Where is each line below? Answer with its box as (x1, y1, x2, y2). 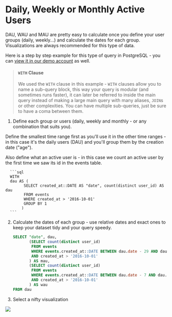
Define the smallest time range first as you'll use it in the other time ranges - (5, 133, 166, 140)
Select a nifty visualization (12, 296, 68, 302)
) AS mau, (29, 258, 50, 264)
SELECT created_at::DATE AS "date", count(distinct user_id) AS (24, 183, 164, 188)
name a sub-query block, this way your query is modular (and (17, 86, 149, 93)
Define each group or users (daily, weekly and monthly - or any (12, 118, 147, 124)
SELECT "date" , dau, (12, 234, 57, 240)
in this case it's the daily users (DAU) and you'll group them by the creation (5, 139, 164, 145)
